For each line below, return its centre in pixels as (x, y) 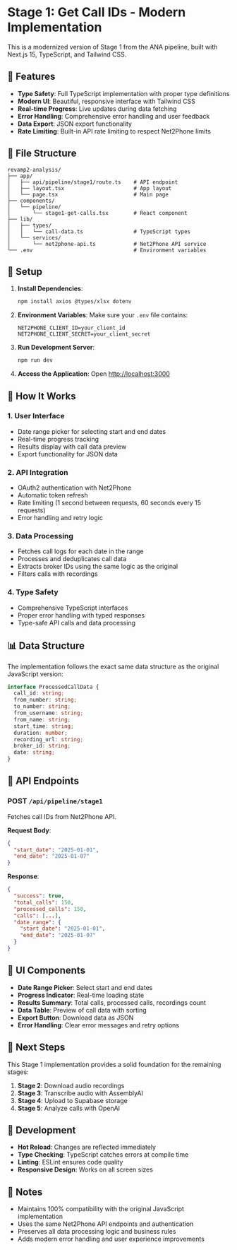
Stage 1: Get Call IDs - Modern (97, 12)
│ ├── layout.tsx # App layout (90, 188)
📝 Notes (25, 1192)
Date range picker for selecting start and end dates (92, 431)
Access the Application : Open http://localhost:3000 (94, 374)
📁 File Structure (42, 154)
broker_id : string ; (42, 746)
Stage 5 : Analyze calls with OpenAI (69, 1108)
